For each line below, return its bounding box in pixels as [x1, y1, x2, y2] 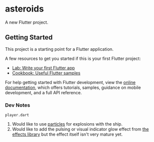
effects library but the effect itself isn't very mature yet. [12, 131, 123, 137]
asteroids [5, 3, 44, 14]
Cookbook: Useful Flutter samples [12, 70, 81, 76]
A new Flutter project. [5, 19, 49, 25]
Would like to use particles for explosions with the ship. [12, 121, 123, 127]
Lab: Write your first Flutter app [12, 65, 75, 71]
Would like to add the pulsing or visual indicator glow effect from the [12, 127, 149, 132]
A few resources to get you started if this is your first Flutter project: [5, 56, 141, 61]
